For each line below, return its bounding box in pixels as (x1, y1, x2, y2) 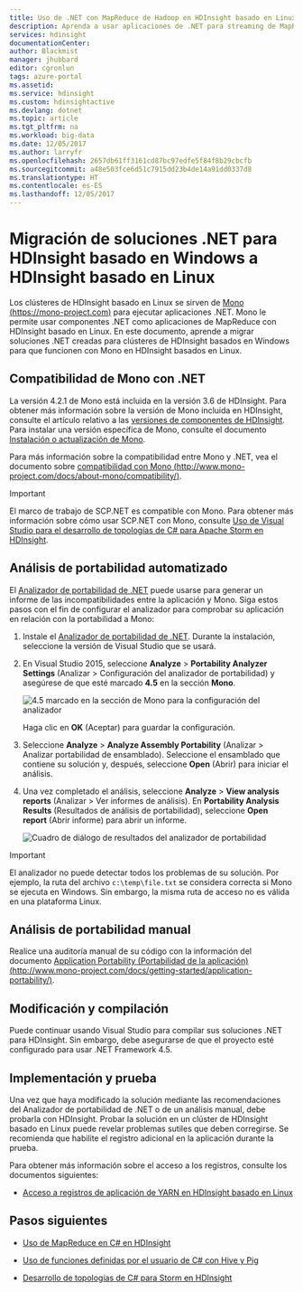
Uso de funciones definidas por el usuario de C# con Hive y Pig (22, 1254, 259, 1266)
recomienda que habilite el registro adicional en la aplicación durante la (9, 1133, 274, 1144)
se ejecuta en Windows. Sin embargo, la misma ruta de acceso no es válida (9, 886, 290, 897)
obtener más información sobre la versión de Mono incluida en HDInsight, (9, 404, 283, 416)
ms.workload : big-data (9, 131, 95, 140)
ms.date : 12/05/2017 (9, 139, 87, 148)
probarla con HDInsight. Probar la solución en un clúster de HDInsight (9, 1114, 269, 1124)
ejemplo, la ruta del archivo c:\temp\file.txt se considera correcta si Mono (9, 876, 293, 887)
